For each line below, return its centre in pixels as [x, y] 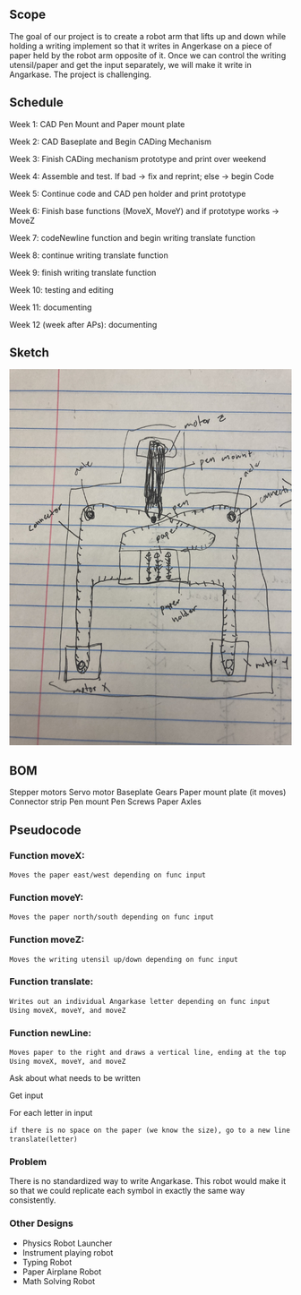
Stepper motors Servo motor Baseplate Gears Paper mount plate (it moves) [148, 793]
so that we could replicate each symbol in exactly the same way [127, 1191]
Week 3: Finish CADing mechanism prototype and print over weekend [138, 159]
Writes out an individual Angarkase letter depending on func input [140, 1001]
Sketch [29, 353]
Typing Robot [47, 1262]
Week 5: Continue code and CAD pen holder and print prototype [128, 193]
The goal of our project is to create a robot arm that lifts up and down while [148, 36]
